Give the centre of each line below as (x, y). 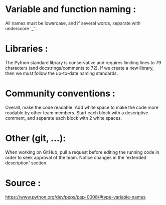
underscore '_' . (21, 28)
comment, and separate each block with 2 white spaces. (64, 118)
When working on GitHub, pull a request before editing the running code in (82, 152)
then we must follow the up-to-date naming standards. (62, 73)
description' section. (26, 163)
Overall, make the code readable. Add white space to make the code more (82, 107)
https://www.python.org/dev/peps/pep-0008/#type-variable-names (75, 197)
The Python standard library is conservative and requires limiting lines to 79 (83, 62)
